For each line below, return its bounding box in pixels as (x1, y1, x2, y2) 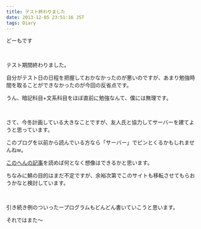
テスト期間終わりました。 (6, 61, 70, 69)
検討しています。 (26, 179, 69, 186)
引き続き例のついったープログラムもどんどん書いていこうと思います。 (6, 204, 179, 211)
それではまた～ (6, 216, 43, 224)
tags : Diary (6, 20, 36, 26)
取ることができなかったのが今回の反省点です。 (16, 82, 132, 89)
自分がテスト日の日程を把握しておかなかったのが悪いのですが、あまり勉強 (6, 74, 190, 82)
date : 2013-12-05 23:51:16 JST (6, 14, 85, 20)
